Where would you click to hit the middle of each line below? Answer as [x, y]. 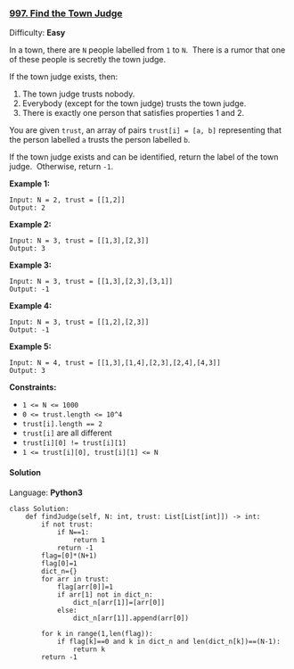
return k [89, 649]
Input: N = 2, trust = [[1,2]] [67, 200]
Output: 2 [28, 208]
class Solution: [39, 508]
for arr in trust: [75, 579]
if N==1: [73, 532]
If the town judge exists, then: [64, 77]
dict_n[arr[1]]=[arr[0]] [119, 602]
